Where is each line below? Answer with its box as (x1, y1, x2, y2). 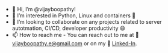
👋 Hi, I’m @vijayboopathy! (11, 6, 76, 13)
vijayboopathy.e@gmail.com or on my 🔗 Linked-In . (11, 40, 137, 47)
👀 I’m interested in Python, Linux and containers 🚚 (11, 12, 136, 19)
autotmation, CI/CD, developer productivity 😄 (11, 24, 126, 32)
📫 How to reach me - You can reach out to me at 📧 (11, 32, 140, 38)
